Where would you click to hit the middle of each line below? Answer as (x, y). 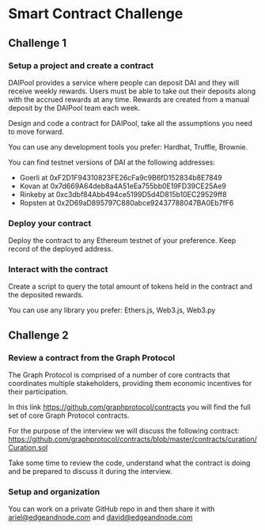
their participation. (38, 392)
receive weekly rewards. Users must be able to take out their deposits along (132, 91)
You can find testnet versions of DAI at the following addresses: (112, 162)
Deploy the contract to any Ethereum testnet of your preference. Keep (122, 240)
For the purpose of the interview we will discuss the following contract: (124, 431)
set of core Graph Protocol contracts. (69, 415)
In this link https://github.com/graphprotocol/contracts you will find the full (129, 407)
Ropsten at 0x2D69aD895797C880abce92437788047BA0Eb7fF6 (127, 203)
